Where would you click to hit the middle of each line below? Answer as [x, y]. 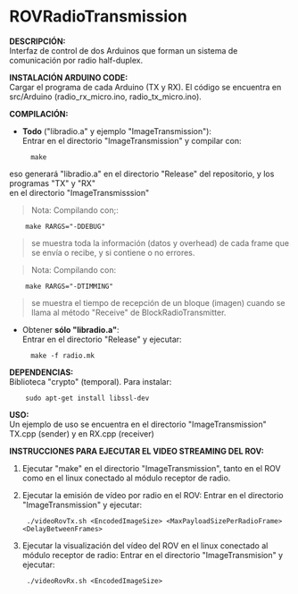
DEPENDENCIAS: [41, 372]
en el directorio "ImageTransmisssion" [79, 192]
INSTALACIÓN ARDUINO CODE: [69, 77]
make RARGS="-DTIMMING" [70, 286]
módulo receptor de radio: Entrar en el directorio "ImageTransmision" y [153, 555]
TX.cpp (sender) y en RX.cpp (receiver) [82, 433]
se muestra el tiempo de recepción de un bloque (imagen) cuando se [158, 302]
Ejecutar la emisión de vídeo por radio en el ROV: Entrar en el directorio [153, 495]
